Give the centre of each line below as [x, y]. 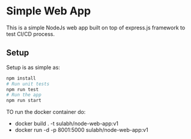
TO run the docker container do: [46, 112]
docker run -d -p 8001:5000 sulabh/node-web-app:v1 [81, 130]
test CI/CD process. [31, 34]
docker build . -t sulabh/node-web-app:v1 [67, 123]
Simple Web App [49, 11]
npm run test [23, 89]
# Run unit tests [28, 84]
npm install [21, 78]
